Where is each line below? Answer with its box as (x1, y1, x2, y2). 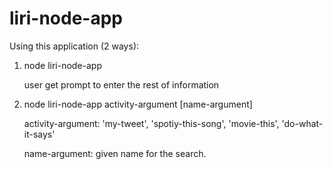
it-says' (23, 128, 56, 140)
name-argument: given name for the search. (23, 147, 207, 159)
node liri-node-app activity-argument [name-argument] (23, 98, 253, 110)
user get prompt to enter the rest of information (23, 78, 220, 91)
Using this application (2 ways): (9, 40, 140, 52)
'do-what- (281, 117, 324, 129)
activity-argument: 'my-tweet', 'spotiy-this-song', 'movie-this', (23, 117, 280, 129)
